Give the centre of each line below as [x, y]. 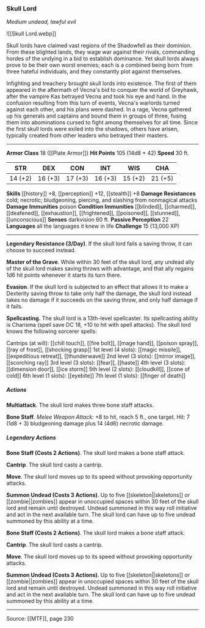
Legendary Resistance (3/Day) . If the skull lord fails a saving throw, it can [99, 244]
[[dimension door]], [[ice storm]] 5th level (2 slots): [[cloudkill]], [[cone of [98, 369]
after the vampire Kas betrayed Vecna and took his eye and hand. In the [96, 97]
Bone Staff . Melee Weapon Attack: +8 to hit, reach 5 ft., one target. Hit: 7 [98, 417]
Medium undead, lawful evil [41, 22]
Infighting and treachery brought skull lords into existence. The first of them [102, 83]
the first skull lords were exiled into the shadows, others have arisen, [92, 129]
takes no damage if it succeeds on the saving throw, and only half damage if [102, 300]
